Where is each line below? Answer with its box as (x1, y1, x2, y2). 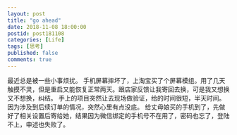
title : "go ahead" (7, 17, 61, 24)
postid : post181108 (7, 30, 65, 37)
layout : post (7, 10, 46, 18)
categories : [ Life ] (7, 37, 65, 44)
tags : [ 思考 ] (7, 43, 44, 50)
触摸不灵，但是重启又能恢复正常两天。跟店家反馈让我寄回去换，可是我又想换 (7, 85, 230, 94)
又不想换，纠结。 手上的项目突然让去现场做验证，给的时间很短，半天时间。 (7, 94, 226, 102)
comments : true (7, 56, 52, 63)
